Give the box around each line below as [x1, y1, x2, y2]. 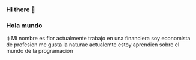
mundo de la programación [6, 48, 73, 55]
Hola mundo [6, 21, 43, 29]
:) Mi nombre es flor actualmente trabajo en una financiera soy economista [6, 35, 191, 42]
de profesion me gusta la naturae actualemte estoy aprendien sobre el [6, 41, 180, 48]
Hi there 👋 [6, 5, 36, 14]
